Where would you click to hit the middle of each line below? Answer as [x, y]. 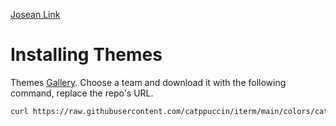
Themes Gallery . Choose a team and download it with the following [148, 82]
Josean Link [35, 14]
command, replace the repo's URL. [82, 93]
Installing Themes [86, 55]
